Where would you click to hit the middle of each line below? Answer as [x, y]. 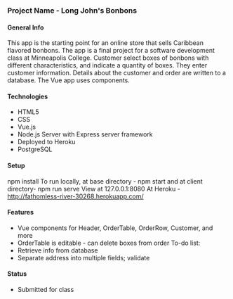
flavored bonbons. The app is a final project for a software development [111, 51]
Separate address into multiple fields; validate [84, 257]
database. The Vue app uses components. [68, 80]
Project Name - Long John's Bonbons [72, 11]
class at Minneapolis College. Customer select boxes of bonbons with [108, 58]
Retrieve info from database [58, 250]
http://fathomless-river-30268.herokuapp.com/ [75, 196]
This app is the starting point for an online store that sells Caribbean [105, 43]
